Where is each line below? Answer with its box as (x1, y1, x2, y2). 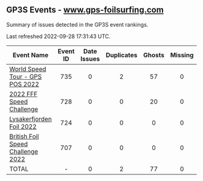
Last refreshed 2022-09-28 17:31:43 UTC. (6, 33, 111, 40)
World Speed (9, 65, 47, 73)
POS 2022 (9, 80, 39, 88)
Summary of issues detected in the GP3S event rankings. (6, 21, 149, 28)
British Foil (9, 132, 39, 140)
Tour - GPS (9, 72, 42, 81)
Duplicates (105, 51, 138, 59)
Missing (170, 51, 194, 59)
